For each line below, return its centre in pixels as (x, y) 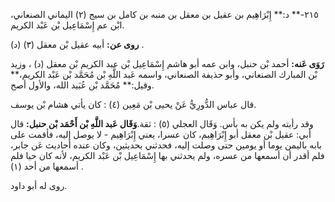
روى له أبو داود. (39, 185)
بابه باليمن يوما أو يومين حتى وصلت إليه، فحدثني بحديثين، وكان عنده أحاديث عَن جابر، (166, 145)
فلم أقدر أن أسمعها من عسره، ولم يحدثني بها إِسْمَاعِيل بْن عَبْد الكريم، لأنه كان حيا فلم (167, 155)
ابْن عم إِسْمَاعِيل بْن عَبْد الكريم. (67, 25)
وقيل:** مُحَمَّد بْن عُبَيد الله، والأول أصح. (82, 85)
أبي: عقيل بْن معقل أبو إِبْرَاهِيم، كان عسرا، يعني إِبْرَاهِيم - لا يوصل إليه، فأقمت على (161, 134)
